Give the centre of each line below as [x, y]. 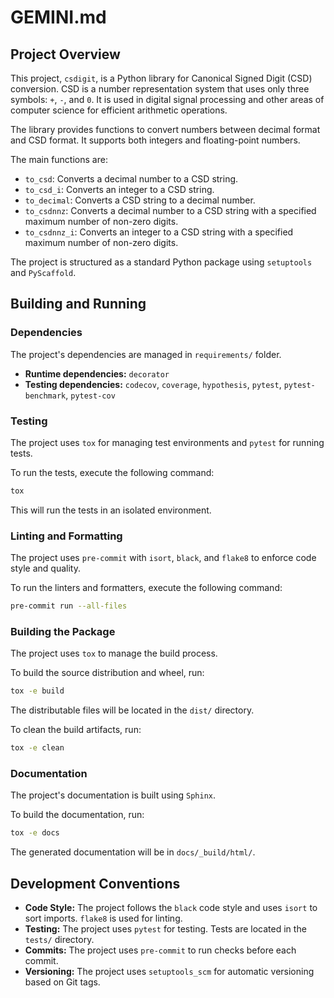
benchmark [45, 396]
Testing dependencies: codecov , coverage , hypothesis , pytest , [153, 384]
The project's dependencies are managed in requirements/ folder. [146, 354]
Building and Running [78, 304]
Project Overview [65, 54]
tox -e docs [35, 833]
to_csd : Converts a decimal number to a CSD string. [131, 179]
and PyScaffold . [43, 272]
